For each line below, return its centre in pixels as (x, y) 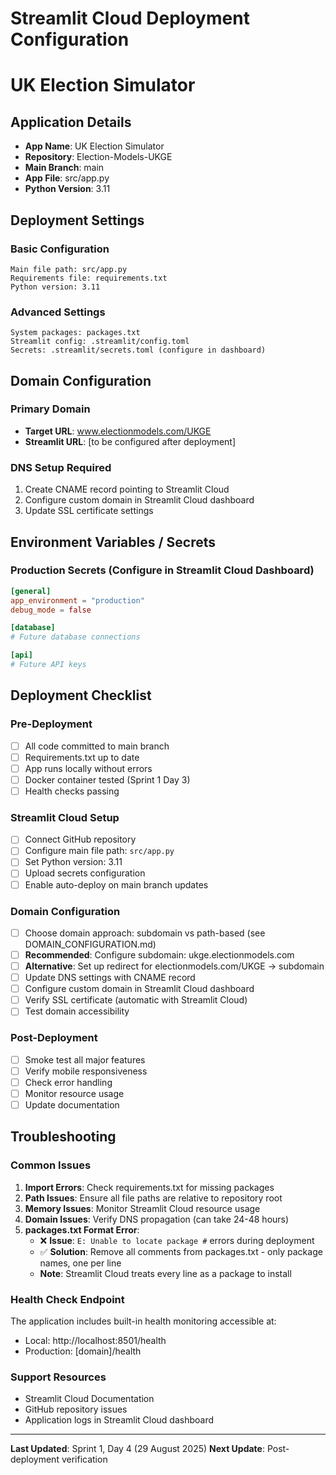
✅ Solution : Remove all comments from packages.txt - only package (181, 1251)
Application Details (71, 122)
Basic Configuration (60, 249)
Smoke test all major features (85, 1059)
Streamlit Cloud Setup (65, 817)
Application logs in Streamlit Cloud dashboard (119, 1420)
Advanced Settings (58, 312)
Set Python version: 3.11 (73, 862)
